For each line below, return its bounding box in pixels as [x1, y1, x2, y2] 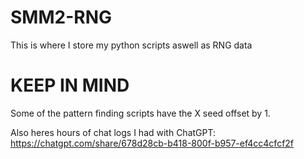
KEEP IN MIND [10, 74, 130, 97]
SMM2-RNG [10, 6, 112, 29]
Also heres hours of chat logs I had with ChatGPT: [10, 126, 217, 138]
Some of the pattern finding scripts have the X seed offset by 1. [10, 107, 271, 119]
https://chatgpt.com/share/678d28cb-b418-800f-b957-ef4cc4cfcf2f [10, 137, 295, 149]
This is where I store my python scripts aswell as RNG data [10, 39, 253, 51]
